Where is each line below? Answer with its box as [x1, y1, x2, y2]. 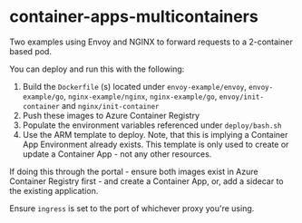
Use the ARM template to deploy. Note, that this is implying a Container [22, 129, 288, 140]
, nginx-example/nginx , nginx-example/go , [63, 91, 218, 102]
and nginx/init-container [62, 100, 161, 111]
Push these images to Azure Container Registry [22, 110, 200, 121]
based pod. [9, 45, 53, 56]
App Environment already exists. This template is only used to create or [22, 139, 289, 150]
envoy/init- [219, 92, 265, 102]
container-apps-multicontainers [9, 6, 258, 27]
